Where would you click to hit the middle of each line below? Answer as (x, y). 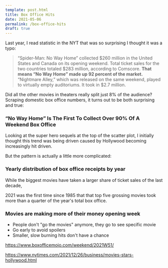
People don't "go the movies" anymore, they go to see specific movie (84, 225)
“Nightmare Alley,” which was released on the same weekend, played (89, 80)
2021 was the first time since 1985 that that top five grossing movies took (81, 195)
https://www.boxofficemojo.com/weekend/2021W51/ (60, 245)
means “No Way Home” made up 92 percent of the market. (80, 74)
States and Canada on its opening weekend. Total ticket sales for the (88, 63)
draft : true (18, 29)
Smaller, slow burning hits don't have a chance (61, 235)
